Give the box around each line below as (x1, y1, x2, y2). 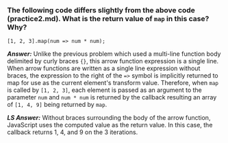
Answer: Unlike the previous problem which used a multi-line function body (7, 50, 221, 58)
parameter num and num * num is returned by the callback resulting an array (7, 93, 217, 101)
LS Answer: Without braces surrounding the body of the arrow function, (7, 114, 211, 122)
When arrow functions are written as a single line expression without (7, 64, 201, 73)
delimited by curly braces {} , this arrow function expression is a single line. (7, 57, 219, 65)
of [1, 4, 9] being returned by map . (7, 101, 107, 109)
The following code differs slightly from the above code (7, 5, 195, 15)
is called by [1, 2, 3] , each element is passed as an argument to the (7, 86, 202, 94)
